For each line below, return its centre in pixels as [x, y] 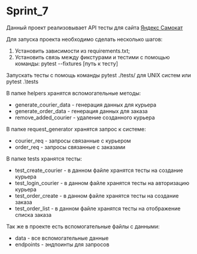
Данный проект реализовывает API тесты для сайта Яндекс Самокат [95, 28]
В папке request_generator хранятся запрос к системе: [76, 129]
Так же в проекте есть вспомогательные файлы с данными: [83, 226]
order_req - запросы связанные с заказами [70, 147]
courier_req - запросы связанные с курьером [73, 140]
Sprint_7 [28, 11]
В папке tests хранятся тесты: [44, 158]
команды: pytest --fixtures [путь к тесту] [66, 63]
